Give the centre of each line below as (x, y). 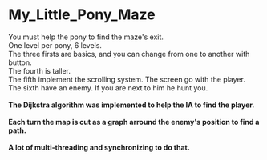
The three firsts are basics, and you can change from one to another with (129, 54)
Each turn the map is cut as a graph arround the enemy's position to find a (134, 122)
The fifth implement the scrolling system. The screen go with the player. (127, 79)
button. (20, 62)
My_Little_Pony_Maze (82, 15)
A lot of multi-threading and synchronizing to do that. (99, 147)
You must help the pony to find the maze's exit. (86, 37)
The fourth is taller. (39, 70)
